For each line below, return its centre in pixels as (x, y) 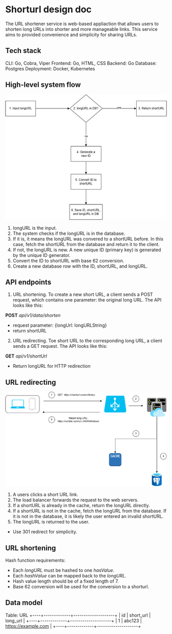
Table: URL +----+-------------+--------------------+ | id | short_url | (78, 615)
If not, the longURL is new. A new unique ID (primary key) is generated (87, 250)
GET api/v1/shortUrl (26, 356)
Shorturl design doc (49, 10)
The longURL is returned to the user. (51, 522)
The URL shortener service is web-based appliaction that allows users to (82, 24)
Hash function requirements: (35, 561)
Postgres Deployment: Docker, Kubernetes (50, 68)
